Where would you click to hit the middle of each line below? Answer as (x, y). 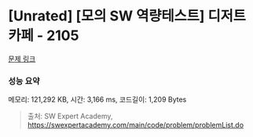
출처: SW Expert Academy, (70, 116)
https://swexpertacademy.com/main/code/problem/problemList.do (136, 125)
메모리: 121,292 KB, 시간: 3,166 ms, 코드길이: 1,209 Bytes (97, 99)
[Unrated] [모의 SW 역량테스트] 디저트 (127, 16)
